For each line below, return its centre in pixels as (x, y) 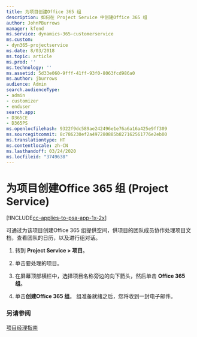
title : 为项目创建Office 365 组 (44, 12)
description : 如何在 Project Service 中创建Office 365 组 (77, 17)
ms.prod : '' (21, 62)
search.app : (21, 112)
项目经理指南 (22, 327)
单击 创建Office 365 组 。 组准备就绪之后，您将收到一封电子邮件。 (96, 296)
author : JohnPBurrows (33, 23)
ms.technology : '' (29, 67)
